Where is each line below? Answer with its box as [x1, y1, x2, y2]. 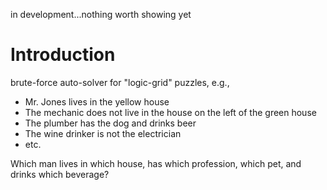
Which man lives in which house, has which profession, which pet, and [10, 157, 302, 169]
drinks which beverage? [10, 168, 110, 180]
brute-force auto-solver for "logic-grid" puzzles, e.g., [10, 76, 230, 88]
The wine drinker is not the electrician [24, 127, 182, 139]
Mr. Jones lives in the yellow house [24, 95, 170, 108]
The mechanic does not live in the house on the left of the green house [24, 106, 317, 118]
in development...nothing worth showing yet [10, 9, 192, 20]
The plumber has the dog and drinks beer [24, 117, 197, 129]
